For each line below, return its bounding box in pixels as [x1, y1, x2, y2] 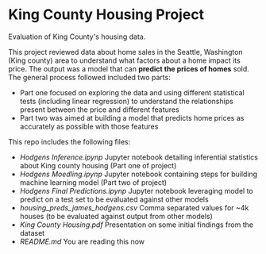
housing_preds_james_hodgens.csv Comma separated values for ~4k [19, 202, 249, 212]
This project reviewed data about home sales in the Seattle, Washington [8, 47, 244, 56]
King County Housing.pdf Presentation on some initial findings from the [19, 220, 254, 229]
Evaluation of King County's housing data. [8, 32, 146, 41]
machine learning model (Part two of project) [19, 177, 168, 187]
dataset [19, 228, 45, 237]
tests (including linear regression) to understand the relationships [19, 96, 234, 106]
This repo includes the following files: [8, 137, 131, 146]
